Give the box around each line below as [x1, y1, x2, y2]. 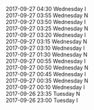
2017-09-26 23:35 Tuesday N [5, 90, 81, 97]
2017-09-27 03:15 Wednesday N [5, 38, 87, 45]
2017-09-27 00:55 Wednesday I [5, 58, 86, 65]
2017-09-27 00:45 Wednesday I [5, 71, 86, 77]
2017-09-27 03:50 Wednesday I [5, 18, 86, 25]
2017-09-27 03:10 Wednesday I [5, 44, 85, 52]
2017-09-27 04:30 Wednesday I [5, 6, 87, 12]
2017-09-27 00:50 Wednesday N [5, 64, 89, 71]
